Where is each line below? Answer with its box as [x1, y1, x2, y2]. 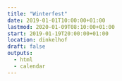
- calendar [13, 63, 46, 70]
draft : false [7, 43, 46, 50]
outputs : [7, 50, 33, 57]
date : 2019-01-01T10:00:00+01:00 [7, 17, 106, 24]
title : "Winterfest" [7, 10, 68, 18]
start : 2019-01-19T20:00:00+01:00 [7, 30, 109, 37]
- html [13, 56, 33, 63]
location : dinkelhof [7, 37, 68, 44]
